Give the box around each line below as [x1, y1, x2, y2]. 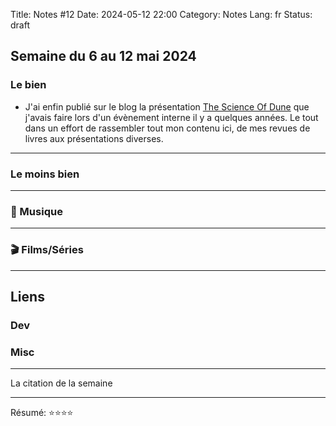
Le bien [10, 78, 47, 92]
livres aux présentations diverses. [24, 132, 164, 144]
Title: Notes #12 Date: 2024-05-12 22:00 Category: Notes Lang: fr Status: [10, 9, 313, 20]
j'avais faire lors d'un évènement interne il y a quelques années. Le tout [24, 111, 319, 123]
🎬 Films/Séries [10, 243, 84, 257]
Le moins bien [10, 167, 80, 181]
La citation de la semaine [10, 377, 113, 389]
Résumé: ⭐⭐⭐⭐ [10, 407, 74, 419]
